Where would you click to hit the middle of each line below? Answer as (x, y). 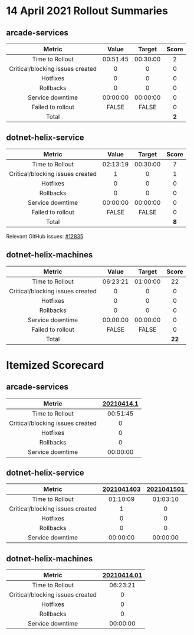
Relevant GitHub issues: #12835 (45, 236)
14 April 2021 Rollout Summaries (87, 11)
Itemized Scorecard (55, 365)
